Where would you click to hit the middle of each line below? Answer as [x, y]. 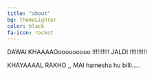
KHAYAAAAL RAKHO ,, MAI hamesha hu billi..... [74, 65]
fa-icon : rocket [30, 33]
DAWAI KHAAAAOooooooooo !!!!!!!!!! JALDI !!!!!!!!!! [77, 52]
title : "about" [29, 13]
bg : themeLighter [32, 20]
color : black [26, 26]
